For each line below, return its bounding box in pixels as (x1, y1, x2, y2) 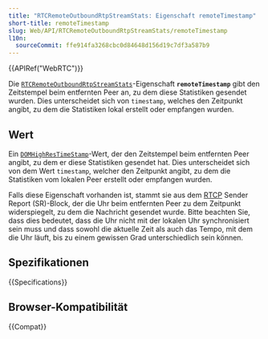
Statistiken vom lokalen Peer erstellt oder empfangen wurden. (8, 174, 213, 184)
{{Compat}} (8, 321, 47, 331)
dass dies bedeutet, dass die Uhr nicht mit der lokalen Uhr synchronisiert (8, 216, 250, 225)
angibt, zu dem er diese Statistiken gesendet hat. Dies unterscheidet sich (8, 157, 250, 167)
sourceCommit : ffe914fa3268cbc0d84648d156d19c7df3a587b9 (15, 42, 210, 50)
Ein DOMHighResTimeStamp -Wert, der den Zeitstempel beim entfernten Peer (8, 149, 250, 159)
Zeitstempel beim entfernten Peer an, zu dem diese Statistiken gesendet (8, 87, 247, 97)
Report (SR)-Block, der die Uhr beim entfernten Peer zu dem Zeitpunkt (8, 198, 242, 208)
